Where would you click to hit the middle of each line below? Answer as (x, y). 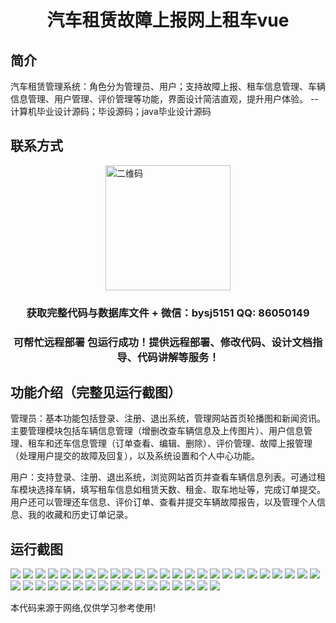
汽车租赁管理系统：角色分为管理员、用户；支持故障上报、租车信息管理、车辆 (168, 86)
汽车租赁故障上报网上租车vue (168, 20)
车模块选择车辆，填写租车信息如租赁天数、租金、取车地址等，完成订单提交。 (168, 490)
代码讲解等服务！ (178, 357)
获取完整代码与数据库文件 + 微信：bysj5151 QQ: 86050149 (168, 313)
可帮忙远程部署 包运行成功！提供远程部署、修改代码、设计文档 (163, 342)
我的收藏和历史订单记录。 (80, 515)
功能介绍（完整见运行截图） (96, 392)
